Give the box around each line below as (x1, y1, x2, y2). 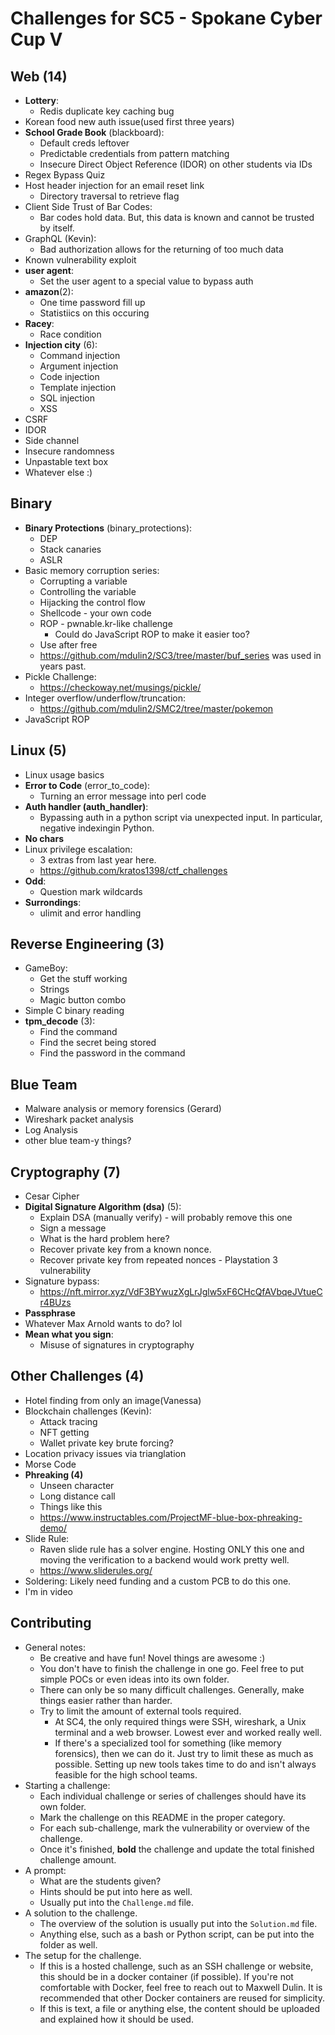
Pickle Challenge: (24, 670, 97, 682)
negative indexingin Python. (39, 822, 155, 834)
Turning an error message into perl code (39, 790, 207, 802)
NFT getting (39, 1426, 90, 1438)
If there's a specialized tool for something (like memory (54, 1737, 282, 1749)
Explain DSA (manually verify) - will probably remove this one (39, 1212, 293, 1224)
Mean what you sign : (24, 1328, 114, 1341)
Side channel (24, 435, 80, 446)
